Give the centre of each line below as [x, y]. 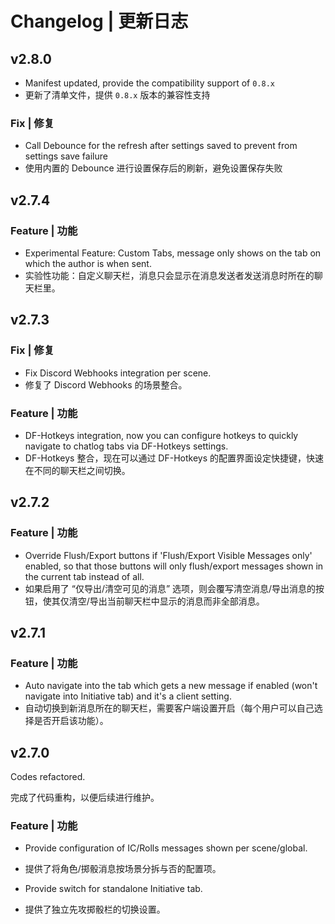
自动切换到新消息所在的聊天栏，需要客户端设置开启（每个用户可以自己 [169, 708]
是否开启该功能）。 [71, 721]
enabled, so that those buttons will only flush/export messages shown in [174, 566]
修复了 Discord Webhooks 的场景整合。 [106, 384]
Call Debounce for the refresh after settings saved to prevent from [161, 146]
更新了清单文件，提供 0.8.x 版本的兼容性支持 [117, 95]
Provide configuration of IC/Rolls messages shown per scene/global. [166, 848]
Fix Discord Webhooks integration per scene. [118, 373]
